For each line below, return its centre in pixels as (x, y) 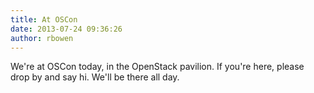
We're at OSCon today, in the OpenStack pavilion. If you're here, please (157, 67)
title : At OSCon (44, 19)
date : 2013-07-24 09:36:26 (66, 29)
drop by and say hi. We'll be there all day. (95, 77)
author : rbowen (42, 38)
